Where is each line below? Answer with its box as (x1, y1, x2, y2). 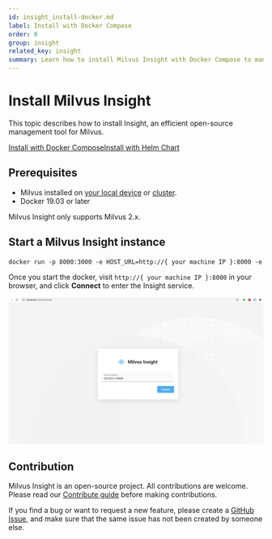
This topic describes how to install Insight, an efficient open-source (8, 118, 233, 128)
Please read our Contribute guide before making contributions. (8, 490, 218, 499)
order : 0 (8, 30, 38, 38)
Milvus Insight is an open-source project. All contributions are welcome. (8, 482, 249, 491)
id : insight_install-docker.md (8, 13, 114, 21)
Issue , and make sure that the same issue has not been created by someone (8, 514, 263, 524)
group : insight (8, 39, 60, 47)
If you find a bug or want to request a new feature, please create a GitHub (8, 506, 255, 516)
